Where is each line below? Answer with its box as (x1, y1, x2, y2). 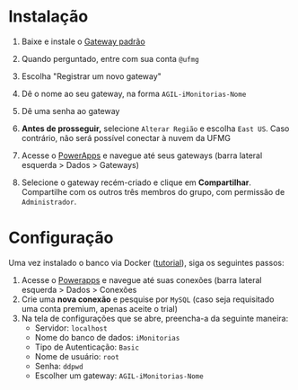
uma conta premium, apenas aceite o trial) (21, 303, 179, 314)
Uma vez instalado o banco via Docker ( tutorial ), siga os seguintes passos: (8, 257, 285, 268)
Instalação (8, 6, 89, 27)
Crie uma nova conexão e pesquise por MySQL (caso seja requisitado (21, 294, 275, 305)
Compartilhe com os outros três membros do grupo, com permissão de (21, 186, 285, 197)
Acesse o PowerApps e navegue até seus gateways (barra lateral (21, 150, 263, 161)
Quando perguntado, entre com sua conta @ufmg (21, 53, 199, 64)
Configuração (8, 227, 114, 248)
